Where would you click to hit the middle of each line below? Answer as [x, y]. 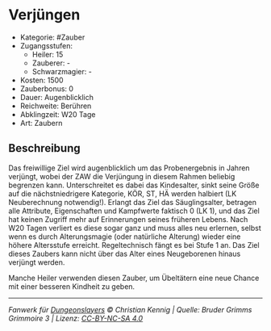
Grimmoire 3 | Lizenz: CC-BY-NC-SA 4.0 [76, 318]
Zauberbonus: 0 [47, 88]
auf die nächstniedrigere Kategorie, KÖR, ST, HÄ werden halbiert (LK [123, 193]
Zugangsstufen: [46, 45]
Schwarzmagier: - [62, 71]
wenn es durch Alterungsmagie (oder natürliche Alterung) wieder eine [125, 237]
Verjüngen [44, 15]
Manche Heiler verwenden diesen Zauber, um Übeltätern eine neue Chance [134, 278]
